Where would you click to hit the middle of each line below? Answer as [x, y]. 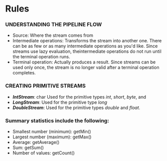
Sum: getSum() [28, 148]
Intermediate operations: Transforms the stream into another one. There [87, 41]
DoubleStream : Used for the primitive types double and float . [76, 107]
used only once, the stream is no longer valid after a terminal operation [86, 67]
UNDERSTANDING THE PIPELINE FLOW [54, 25]
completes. [24, 73]
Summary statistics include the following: [57, 120]
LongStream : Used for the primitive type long [60, 102]
